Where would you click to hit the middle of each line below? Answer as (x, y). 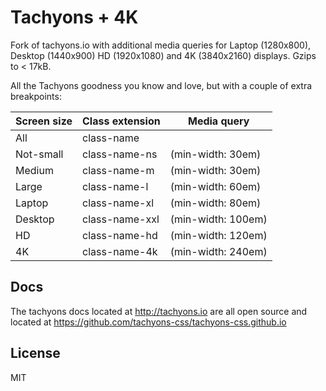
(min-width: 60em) (215, 186)
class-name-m (118, 170)
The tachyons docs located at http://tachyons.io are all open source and (159, 311)
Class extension (121, 121)
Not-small (39, 154)
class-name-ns (120, 154)
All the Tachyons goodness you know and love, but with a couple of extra (161, 85)
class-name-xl (118, 203)
